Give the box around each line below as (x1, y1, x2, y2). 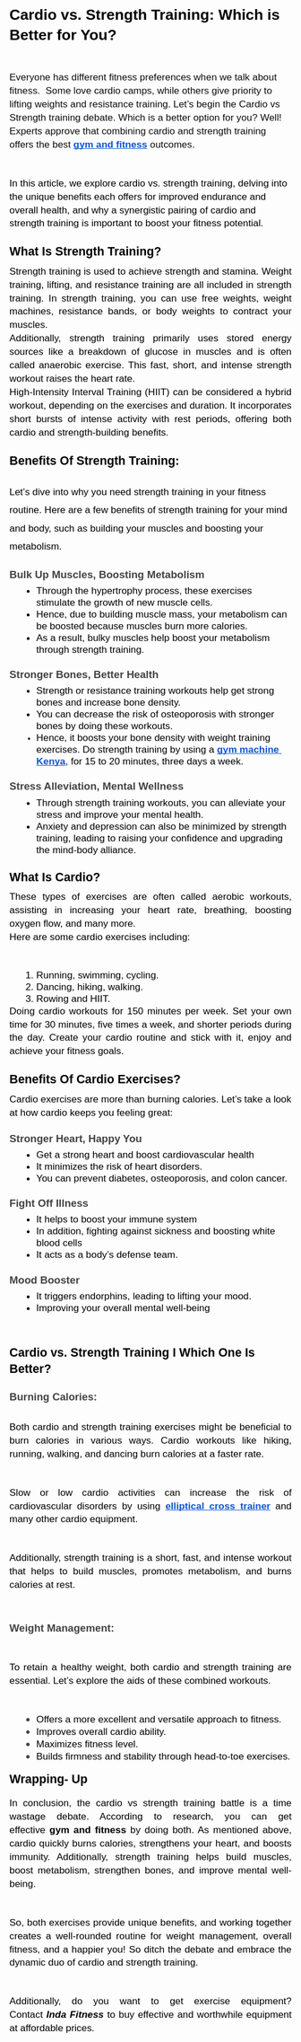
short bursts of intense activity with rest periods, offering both (9, 412, 292, 425)
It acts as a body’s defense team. (36, 1248, 179, 1261)
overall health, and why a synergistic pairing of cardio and (9, 204, 257, 216)
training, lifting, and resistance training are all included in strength (9, 278, 292, 291)
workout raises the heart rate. (9, 372, 136, 384)
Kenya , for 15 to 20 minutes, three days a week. (36, 755, 244, 768)
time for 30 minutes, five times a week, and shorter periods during (9, 1017, 292, 1030)
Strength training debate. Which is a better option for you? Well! (9, 110, 282, 123)
